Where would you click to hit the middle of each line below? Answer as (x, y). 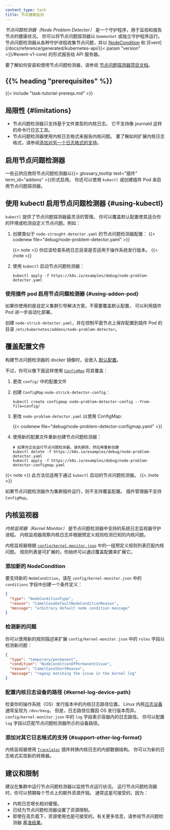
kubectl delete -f (32, 451)
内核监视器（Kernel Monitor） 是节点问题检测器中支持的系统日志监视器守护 (83, 528)
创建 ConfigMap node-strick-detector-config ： (61, 392)
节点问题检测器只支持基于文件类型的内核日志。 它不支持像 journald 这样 (87, 124)
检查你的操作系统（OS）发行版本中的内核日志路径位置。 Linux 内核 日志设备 (84, 704)
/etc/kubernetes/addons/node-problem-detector (65, 330)
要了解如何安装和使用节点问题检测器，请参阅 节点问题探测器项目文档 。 (79, 65)
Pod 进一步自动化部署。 (30, 312)
